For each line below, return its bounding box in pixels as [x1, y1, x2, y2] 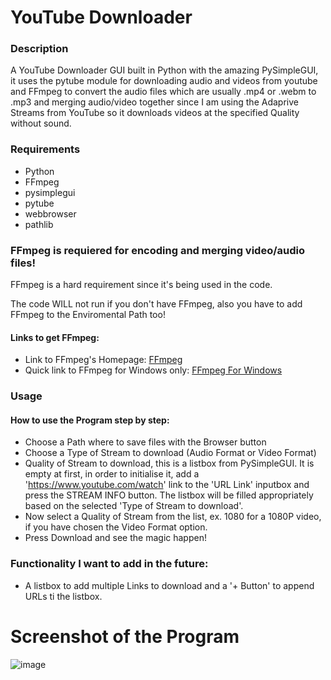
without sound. [10, 117, 72, 130]
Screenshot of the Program [10, 625, 240, 648]
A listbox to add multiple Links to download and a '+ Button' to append [24, 579, 315, 591]
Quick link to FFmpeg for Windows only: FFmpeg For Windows [24, 364, 283, 376]
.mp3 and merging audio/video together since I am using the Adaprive [10, 96, 299, 108]
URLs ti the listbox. [24, 590, 103, 602]
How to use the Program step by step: [10, 414, 170, 426]
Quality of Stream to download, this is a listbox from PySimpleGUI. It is [24, 457, 315, 470]
